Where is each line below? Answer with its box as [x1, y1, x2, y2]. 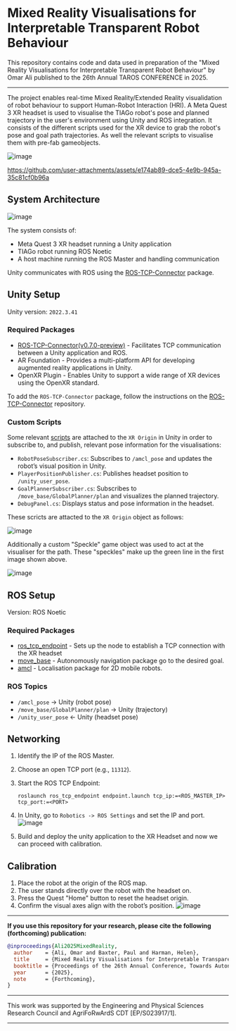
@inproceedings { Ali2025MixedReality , [7, 943, 118, 950]
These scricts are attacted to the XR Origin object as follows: [7, 513, 184, 521]
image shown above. [7, 555, 68, 564]
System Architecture [7, 194, 100, 206]
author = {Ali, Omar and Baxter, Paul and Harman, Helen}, [13, 949, 199, 956]
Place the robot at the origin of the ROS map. [17, 879, 147, 887]
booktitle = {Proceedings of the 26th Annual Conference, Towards [13, 962, 212, 970]
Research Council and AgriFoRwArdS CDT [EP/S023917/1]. [7, 1009, 177, 1018]
